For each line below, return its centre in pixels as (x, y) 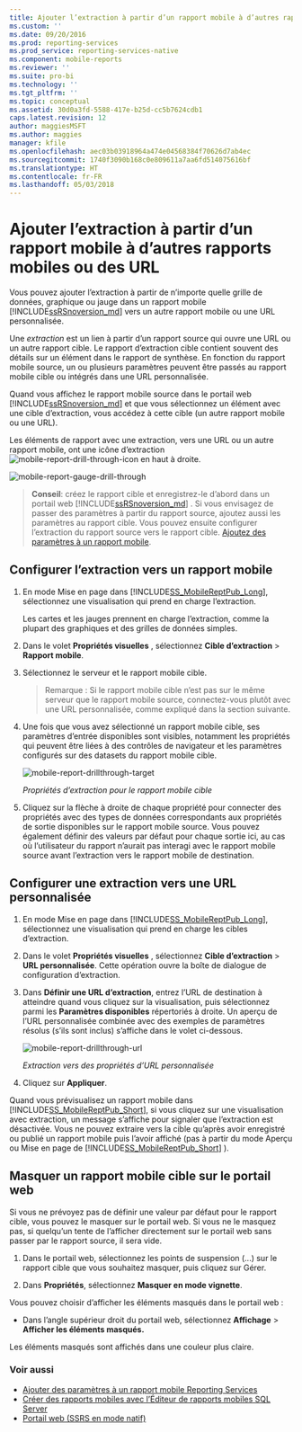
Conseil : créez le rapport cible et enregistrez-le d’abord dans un (150, 494)
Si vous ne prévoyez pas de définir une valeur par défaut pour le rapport (143, 1212)
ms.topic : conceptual (50, 101)
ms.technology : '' (44, 84)
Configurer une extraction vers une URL (123, 883)
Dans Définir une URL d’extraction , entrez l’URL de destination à (142, 992)
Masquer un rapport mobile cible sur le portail (140, 1176)
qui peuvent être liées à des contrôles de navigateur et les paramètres (152, 745)
